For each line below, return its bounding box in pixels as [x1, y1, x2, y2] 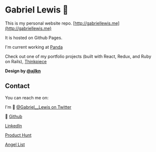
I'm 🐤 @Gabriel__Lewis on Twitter [5, 104, 71, 110]
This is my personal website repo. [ [5, 20, 75, 26]
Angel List [5, 141, 25, 147]
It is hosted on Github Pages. [5, 35, 63, 41]
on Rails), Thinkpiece [5, 58, 47, 64]
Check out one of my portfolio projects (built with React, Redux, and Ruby [5, 53, 152, 59]
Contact [5, 82, 30, 90]
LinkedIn [5, 123, 22, 128]
